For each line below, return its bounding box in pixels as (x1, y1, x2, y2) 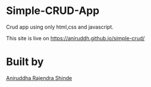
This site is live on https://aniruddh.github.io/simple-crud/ (6, 34, 145, 41)
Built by (6, 55, 44, 68)
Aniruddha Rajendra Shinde (6, 74, 73, 81)
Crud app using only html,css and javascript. (6, 23, 114, 30)
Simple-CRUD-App (6, 4, 99, 18)
